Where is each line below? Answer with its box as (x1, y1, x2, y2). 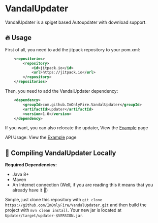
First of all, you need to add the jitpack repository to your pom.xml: (5, 46, 140, 52)
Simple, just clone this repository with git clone (5, 197, 102, 203)
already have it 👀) (12, 187, 48, 193)
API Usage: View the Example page (5, 134, 77, 141)
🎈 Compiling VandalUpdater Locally (5, 149, 117, 157)
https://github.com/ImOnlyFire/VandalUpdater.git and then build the (5, 202, 147, 208)
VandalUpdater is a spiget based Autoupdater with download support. (5, 19, 147, 25)
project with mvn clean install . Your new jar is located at (5, 207, 122, 213)
